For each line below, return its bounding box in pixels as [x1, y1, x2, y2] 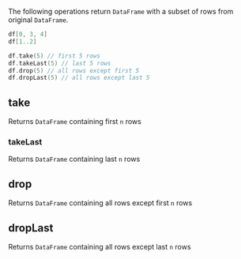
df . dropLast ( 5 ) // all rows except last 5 [8, 74, 150, 82]
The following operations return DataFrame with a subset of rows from [8, 7, 234, 16]
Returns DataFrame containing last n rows [8, 154, 141, 164]
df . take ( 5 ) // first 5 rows [8, 51, 101, 60]
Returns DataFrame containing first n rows [8, 117, 142, 126]
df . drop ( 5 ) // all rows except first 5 [8, 66, 140, 74]
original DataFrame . [8, 15, 69, 24]
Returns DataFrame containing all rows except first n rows [8, 198, 193, 208]
